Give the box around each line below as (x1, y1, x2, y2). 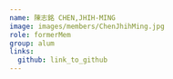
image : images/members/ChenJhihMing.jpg (9, 22, 166, 31)
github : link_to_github (17, 55, 107, 64)
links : (9, 47, 35, 56)
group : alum (9, 38, 55, 48)
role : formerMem (9, 30, 71, 39)
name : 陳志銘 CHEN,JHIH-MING (9, 13, 117, 23)
